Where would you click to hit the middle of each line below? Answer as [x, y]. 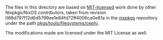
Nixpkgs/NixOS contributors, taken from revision [56, 12]
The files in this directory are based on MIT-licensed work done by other [81, 7]
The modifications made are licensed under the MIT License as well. [76, 33]
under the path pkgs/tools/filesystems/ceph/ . [52, 23]
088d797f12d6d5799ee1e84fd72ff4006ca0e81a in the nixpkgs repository [81, 18]
